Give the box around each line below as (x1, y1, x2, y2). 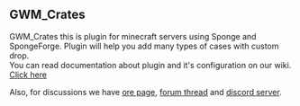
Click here (9, 69, 48, 80)
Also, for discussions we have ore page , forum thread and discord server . (9, 86, 282, 97)
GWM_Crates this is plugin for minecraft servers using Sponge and (9, 31, 257, 41)
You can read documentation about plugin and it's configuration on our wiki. (9, 59, 292, 70)
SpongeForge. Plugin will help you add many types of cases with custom (9, 40, 279, 51)
